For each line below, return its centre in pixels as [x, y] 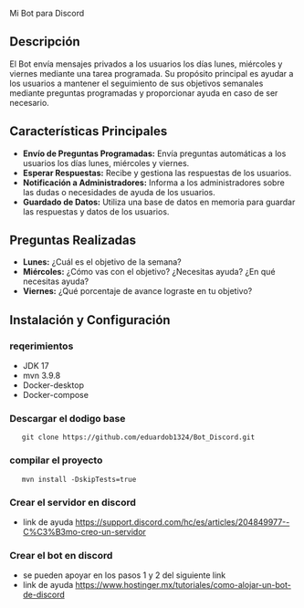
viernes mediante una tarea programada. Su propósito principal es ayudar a [152, 73]
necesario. [30, 102]
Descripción [45, 42]
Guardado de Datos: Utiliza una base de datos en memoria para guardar [159, 202]
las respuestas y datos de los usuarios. [96, 211]
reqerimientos [42, 346]
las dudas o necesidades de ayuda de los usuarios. [119, 192]
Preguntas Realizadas [73, 241]
